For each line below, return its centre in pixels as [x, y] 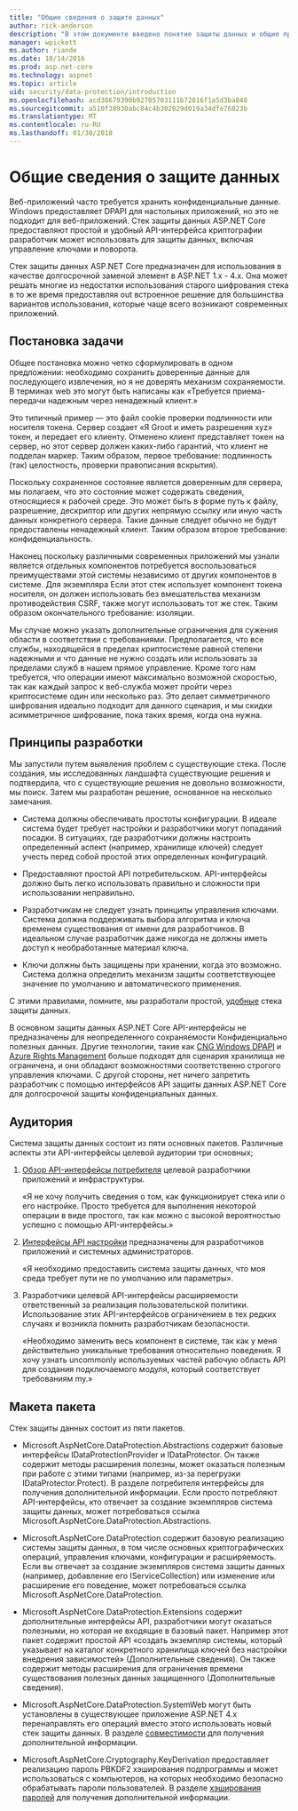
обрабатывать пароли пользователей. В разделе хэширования [141, 1788]
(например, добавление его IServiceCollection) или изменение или [148, 1576]
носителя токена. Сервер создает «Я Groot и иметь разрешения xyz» [141, 427]
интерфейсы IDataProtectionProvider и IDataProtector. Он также [141, 1455]
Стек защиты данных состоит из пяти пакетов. [97, 1428]
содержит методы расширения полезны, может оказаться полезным [153, 1464]
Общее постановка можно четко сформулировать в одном [121, 363]
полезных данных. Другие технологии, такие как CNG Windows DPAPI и [145, 1047]
